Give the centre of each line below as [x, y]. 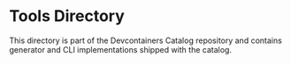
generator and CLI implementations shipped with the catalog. [121, 49]
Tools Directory [67, 16]
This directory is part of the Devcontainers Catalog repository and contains [146, 40]
